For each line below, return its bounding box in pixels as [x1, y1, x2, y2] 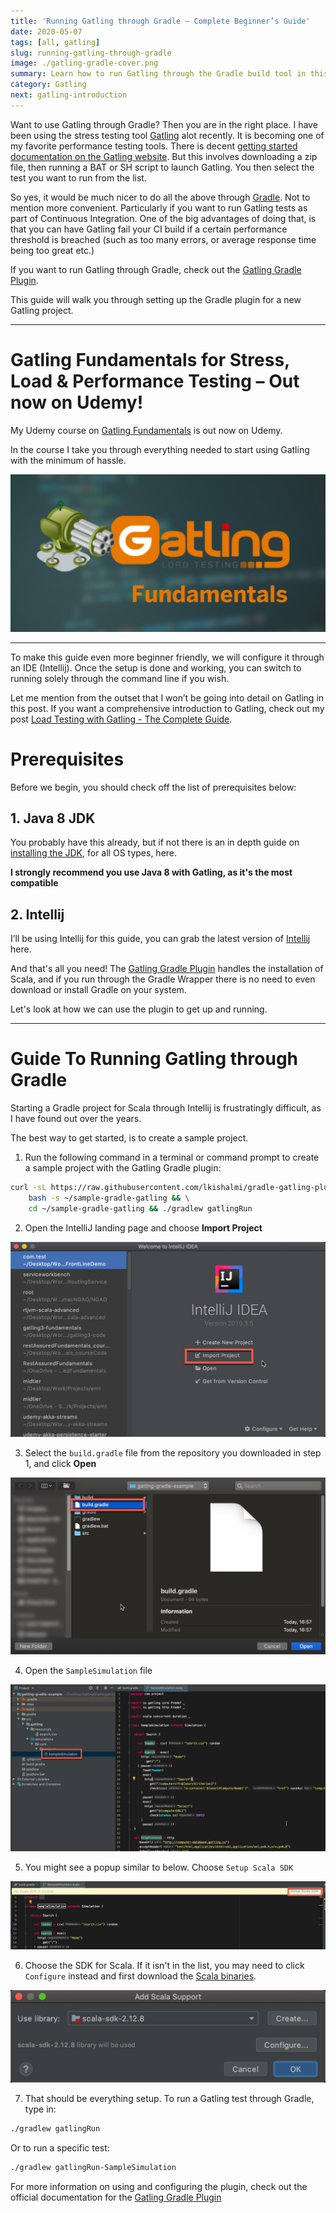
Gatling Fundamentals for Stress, [10, 348, 290, 371]
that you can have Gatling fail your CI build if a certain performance [10, 223, 288, 235]
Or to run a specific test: [10, 2141, 110, 2154]
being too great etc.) [10, 244, 95, 256]
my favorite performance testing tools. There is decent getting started [10, 140, 298, 152]
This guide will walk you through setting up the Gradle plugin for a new [10, 293, 302, 305]
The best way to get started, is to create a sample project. [10, 1132, 249, 1144]
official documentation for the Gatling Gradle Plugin [10, 2191, 222, 2203]
